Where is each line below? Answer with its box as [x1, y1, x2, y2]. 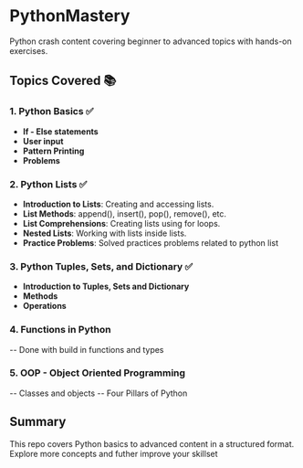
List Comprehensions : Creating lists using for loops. [22, 218, 221, 229]
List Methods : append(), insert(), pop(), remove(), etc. [22, 207, 226, 219]
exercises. [9, 45, 48, 56]
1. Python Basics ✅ [9, 105, 94, 118]
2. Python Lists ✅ [9, 177, 88, 190]
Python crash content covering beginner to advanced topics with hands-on [9, 36, 292, 47]
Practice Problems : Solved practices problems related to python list [22, 237, 279, 248]
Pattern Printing [22, 145, 85, 156]
